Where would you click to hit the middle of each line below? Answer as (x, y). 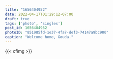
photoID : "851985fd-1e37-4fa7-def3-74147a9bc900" (57, 32)
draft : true (17, 19)
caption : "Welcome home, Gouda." (39, 37)
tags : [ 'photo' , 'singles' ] (34, 23)
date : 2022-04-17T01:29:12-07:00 (39, 14)
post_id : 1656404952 (26, 28)
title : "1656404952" (26, 10)
